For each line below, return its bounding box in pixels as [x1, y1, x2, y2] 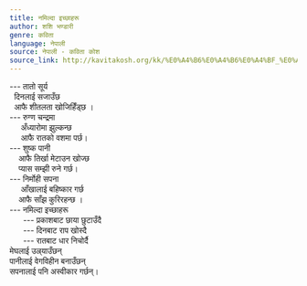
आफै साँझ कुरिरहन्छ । [17, 194, 84, 205]
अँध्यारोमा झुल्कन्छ [20, 122, 72, 132]
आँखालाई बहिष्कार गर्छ [20, 184, 84, 195]
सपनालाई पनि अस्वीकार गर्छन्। [9, 266, 99, 277]
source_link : [9, 56, 59, 65]
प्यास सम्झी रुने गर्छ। [17, 164, 79, 174]
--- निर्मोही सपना [9, 174, 59, 184]
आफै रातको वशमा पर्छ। [20, 132, 89, 143]
